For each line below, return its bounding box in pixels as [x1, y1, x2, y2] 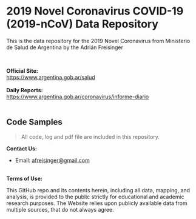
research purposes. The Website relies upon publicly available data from [6, 199, 188, 207]
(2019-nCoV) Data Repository [6, 17, 159, 31]
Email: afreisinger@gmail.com [15, 157, 90, 164]
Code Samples [6, 117, 63, 127]
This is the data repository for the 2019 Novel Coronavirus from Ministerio [6, 37, 191, 44]
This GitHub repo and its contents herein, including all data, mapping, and [6, 186, 190, 194]
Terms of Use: [6, 175, 42, 182]
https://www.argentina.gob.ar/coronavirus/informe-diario [6, 93, 149, 100]
